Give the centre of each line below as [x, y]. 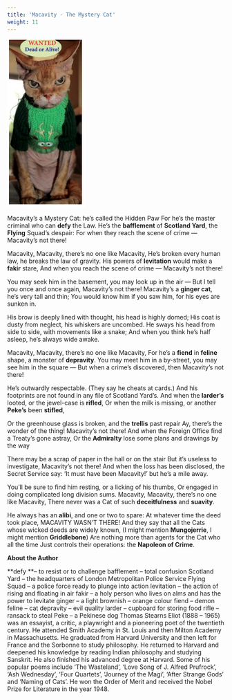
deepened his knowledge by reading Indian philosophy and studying [104, 652]
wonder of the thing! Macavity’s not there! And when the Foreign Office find [115, 431]
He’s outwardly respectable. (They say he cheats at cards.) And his [103, 388]
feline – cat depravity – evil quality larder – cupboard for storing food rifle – [113, 608]
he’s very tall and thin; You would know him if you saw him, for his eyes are [114, 296]
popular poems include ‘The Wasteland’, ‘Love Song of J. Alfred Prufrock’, [112, 667]
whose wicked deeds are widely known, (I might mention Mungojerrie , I [109, 530]
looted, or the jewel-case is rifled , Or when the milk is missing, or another [112, 403]
